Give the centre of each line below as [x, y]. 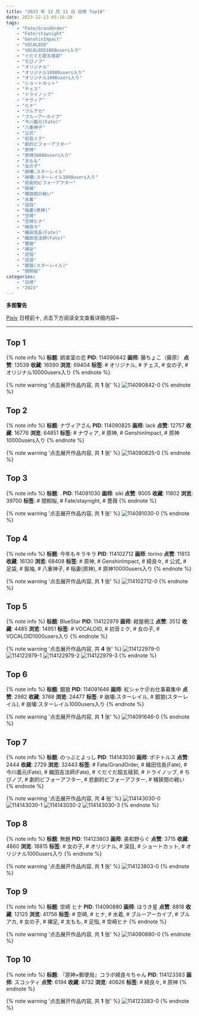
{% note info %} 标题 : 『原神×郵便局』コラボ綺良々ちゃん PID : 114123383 [96, 974]
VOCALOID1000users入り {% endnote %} [57, 637]
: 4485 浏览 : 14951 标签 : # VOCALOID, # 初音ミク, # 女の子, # [86, 629]
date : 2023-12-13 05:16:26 [39, 17]
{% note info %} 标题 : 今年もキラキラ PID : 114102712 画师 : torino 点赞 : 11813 [98, 553]
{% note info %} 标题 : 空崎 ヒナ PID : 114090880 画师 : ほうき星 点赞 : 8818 [95, 907]
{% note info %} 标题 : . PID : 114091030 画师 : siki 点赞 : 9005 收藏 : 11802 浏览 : [99, 493]
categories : [21, 277]
